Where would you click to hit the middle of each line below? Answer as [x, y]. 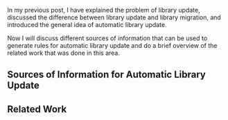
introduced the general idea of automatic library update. [87, 25]
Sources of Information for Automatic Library [106, 75]
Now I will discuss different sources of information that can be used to [107, 38]
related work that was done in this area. [63, 53]
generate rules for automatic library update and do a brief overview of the [112, 45]
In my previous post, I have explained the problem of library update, [104, 10]
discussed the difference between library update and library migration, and [114, 17]
